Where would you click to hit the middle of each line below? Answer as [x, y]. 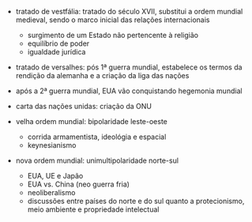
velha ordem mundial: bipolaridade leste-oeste [92, 121]
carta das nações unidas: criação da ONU [84, 106]
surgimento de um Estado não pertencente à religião [113, 35]
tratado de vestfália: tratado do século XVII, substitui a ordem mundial [129, 11]
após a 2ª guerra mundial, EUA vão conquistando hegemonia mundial [129, 91]
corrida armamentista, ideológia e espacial [97, 137]
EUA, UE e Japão [55, 176]
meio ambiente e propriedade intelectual [93, 209]
